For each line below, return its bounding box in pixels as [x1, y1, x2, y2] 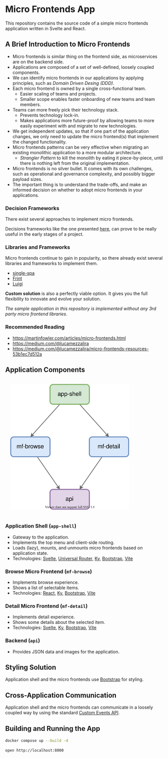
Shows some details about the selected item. [12, 619, 105, 625]
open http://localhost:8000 [5, 747, 64, 753]
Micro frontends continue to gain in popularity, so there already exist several [5, 255, 163, 261]
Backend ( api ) [5, 637, 40, 644]
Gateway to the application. [12, 534, 69, 540]
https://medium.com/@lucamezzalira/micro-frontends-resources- [12, 346, 149, 352]
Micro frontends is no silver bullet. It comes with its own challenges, [12, 165, 153, 171]
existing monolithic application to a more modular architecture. [12, 149, 142, 155]
